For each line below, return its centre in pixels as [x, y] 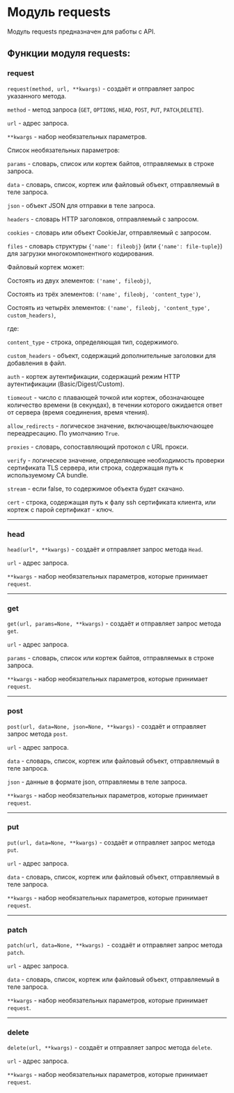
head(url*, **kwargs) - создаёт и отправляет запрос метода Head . [105, 549]
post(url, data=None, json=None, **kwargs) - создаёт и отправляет [107, 726]
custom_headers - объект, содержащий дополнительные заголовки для [111, 355]
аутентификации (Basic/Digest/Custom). [66, 384]
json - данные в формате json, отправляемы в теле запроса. [97, 782]
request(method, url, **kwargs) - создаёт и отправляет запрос [101, 89]
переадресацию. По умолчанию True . [63, 433]
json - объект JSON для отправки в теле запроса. [81, 205]
